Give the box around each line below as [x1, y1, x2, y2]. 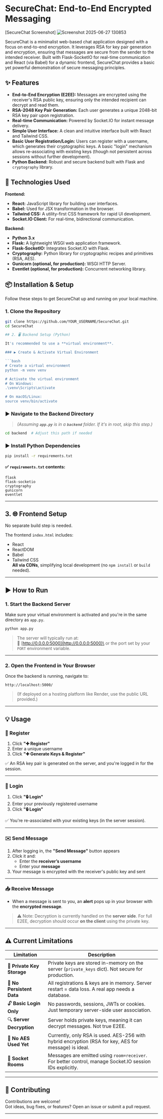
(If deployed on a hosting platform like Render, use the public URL [16, 691, 148, 697]
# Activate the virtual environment [5, 377, 79, 381]
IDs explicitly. [48, 1064, 79, 1071]
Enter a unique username [12, 745, 63, 752]
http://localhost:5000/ [5, 683, 53, 687]
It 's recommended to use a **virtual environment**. [5, 341, 114, 346]
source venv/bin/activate [5, 399, 57, 404]
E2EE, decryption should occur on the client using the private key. [16, 918, 149, 924]
